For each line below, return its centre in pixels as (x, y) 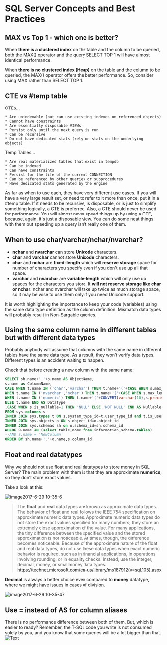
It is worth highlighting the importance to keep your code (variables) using (81, 304)
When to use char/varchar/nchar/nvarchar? (74, 240)
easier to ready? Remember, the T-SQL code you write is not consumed (78, 627)
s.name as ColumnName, (29, 384)
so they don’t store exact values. (39, 477)
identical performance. (29, 60)
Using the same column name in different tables (81, 330)
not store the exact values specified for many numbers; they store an (88, 522)
